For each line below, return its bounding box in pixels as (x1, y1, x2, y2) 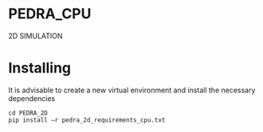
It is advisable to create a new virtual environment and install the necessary (8, 85, 256, 95)
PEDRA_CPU (8, 5, 92, 23)
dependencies (8, 93, 56, 103)
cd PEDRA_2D (8, 109, 48, 117)
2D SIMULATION (8, 31, 63, 41)
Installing (8, 59, 72, 77)
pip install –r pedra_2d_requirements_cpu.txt (8, 116, 166, 124)
